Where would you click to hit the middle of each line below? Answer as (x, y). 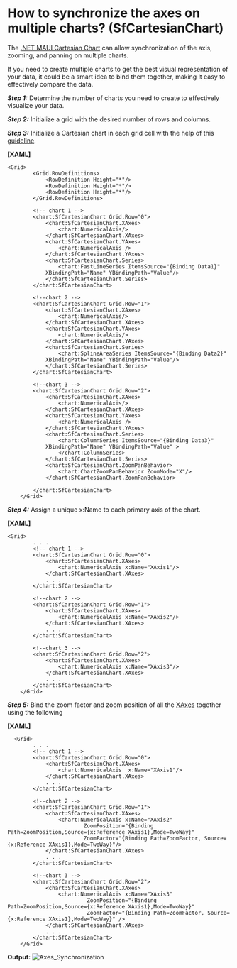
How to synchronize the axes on (104, 13)
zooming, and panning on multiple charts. (68, 55)
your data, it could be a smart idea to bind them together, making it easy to (116, 77)
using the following (35, 712)
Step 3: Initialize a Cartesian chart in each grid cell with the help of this (111, 133)
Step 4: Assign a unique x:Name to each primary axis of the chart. (104, 510)
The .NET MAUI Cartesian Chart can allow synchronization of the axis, (110, 48)
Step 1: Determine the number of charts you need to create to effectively (114, 98)
